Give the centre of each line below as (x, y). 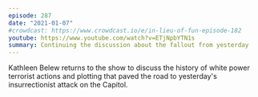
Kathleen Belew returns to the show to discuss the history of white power (129, 68)
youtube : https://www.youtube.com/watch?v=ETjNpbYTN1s (102, 38)
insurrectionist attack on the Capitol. (68, 85)
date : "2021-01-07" (41, 23)
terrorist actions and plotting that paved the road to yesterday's (113, 76)
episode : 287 (30, 16)
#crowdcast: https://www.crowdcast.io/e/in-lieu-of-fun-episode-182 (125, 30)
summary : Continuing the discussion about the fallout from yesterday (129, 45)
